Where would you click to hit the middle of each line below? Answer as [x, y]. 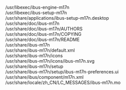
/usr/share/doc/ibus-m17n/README [43, 39]
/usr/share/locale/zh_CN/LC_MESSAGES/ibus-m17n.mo [63, 82]
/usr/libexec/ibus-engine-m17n [37, 7]
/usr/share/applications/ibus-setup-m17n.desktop [57, 18]
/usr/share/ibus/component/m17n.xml [45, 77]
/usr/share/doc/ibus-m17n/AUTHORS [44, 29]
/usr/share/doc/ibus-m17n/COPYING [43, 34]
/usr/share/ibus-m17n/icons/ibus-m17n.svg [50, 61]
